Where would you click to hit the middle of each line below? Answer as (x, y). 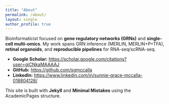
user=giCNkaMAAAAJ (36, 64)
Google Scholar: (30, 59)
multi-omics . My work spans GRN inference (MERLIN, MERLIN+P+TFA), (89, 44)
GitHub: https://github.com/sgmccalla (52, 70)
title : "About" (21, 10)
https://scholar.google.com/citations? (88, 59)
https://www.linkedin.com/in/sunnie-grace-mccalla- (88, 75)
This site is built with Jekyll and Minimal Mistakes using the (68, 91)
